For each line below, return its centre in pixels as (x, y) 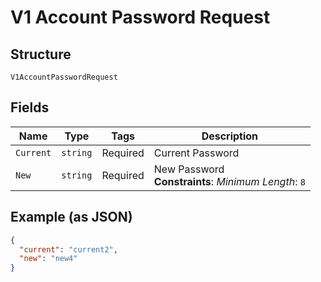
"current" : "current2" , (68, 249)
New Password (189, 169)
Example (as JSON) (71, 217)
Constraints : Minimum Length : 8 (229, 181)
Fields (30, 107)
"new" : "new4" (48, 259)
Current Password (196, 153)
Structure (41, 54)
